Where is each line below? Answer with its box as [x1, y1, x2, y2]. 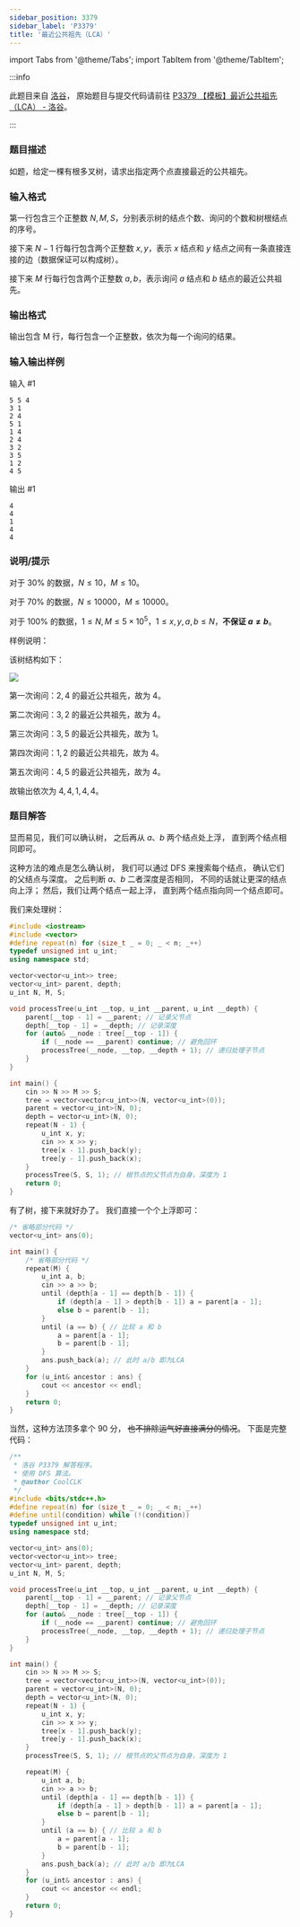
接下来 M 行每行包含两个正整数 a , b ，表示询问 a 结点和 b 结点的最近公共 [9, 273, 275, 284]
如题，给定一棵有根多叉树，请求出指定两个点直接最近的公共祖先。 [9, 165, 253, 176]
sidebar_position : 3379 [9, 13, 99, 22]
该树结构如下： [9, 654, 64, 664]
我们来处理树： [9, 903, 64, 914]
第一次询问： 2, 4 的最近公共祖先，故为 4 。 [9, 690, 166, 700]
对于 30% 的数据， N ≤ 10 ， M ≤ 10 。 [9, 576, 145, 588]
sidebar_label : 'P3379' [9, 22, 99, 31]
